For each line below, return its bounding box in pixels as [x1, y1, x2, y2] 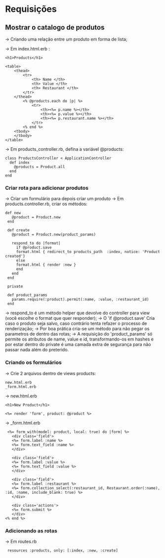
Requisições [5, 3, 57, 15]
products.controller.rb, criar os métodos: [5, 201, 88, 207]
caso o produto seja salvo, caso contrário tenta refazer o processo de [5, 320, 147, 327]
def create [7, 228, 30, 233]
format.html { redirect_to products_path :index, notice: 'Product [16, 250, 161, 255]
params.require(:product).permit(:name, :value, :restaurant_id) [11, 297, 149, 302]
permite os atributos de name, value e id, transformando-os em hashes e [5, 336, 154, 342]
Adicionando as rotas [5, 527, 58, 534]
